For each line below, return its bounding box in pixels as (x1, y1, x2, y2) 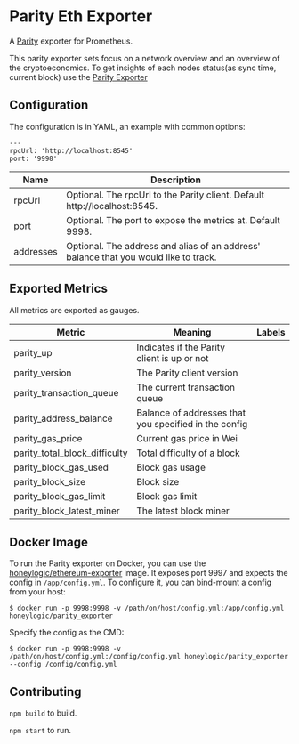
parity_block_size (13, 475, 86, 488)
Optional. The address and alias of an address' (66, 239, 261, 252)
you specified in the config (136, 417, 248, 430)
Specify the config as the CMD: (9, 627, 125, 638)
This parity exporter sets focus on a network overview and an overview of (9, 53, 280, 63)
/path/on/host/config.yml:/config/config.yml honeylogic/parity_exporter (9, 652, 289, 661)
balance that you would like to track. (66, 251, 217, 263)
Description (149, 174, 202, 186)
